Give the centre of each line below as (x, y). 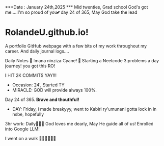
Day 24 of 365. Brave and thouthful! (42, 99)
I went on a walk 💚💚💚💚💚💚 (31, 138)
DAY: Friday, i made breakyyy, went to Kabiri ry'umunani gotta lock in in (84, 109)
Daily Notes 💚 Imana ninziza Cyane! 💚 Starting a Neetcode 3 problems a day (82, 60)
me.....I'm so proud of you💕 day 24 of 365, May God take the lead (71, 12)
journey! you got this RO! (30, 66)
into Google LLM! (23, 129)
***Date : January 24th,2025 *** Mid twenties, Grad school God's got (77, 7)
